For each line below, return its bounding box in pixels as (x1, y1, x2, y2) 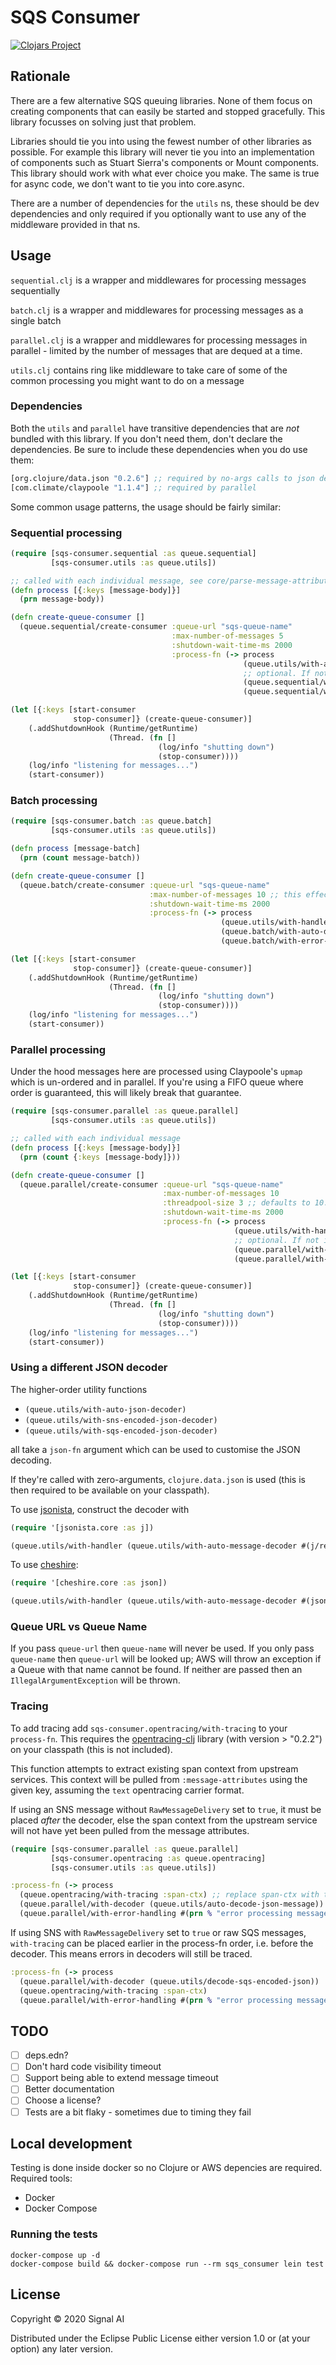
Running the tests (10, 2227, 98, 2241)
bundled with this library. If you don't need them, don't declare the (10, 432, 283, 445)
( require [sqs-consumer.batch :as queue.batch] (10, 816, 213, 826)
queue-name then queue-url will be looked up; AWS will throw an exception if (10, 1653, 322, 1665)
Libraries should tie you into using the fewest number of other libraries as (10, 135, 312, 147)
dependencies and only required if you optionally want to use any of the (10, 207, 307, 220)
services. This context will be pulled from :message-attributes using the (10, 1773, 308, 1785)
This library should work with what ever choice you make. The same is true (10, 167, 320, 179)
